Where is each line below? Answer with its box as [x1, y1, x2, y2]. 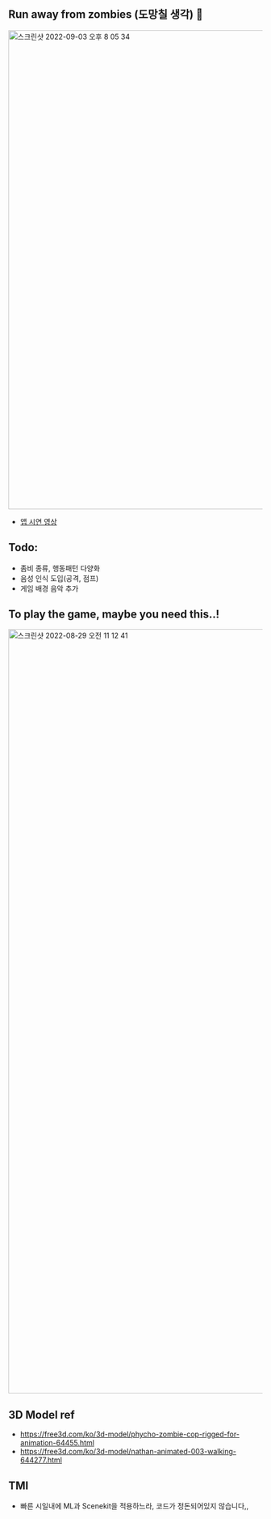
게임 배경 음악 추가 [19, 583, 79, 593]
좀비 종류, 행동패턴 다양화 [19, 563, 101, 573]
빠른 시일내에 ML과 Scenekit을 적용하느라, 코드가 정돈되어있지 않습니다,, [19, 1501, 249, 1511]
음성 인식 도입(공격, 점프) [19, 573, 99, 583]
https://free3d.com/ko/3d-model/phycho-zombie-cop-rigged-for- [19, 1429, 240, 1439]
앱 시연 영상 [19, 516, 58, 526]
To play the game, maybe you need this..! [8, 608, 220, 622]
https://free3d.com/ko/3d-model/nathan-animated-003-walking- [19, 1447, 236, 1457]
